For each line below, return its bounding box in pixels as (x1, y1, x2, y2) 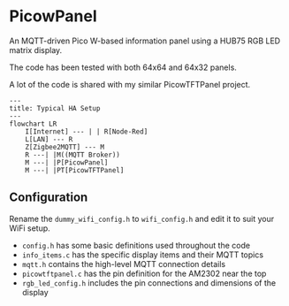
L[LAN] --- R (25, 134, 73, 143)
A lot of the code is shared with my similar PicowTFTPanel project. (9, 79, 251, 89)
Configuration (9, 190, 88, 205)
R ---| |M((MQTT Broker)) (25, 150, 121, 159)
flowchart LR (9, 119, 57, 128)
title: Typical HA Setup (9, 103, 101, 112)
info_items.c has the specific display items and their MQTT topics (21, 249, 263, 260)
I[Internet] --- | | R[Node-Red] (25, 126, 148, 136)
